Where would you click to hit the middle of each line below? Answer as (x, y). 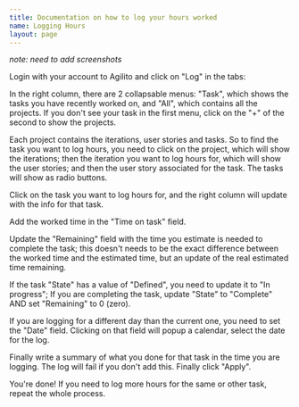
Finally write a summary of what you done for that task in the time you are (145, 357)
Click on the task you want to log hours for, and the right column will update (148, 195)
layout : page (33, 34)
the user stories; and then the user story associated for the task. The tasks (146, 168)
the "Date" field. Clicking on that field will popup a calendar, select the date (147, 330)
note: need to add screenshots (66, 60)
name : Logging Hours (48, 26)
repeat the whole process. (58, 394)
